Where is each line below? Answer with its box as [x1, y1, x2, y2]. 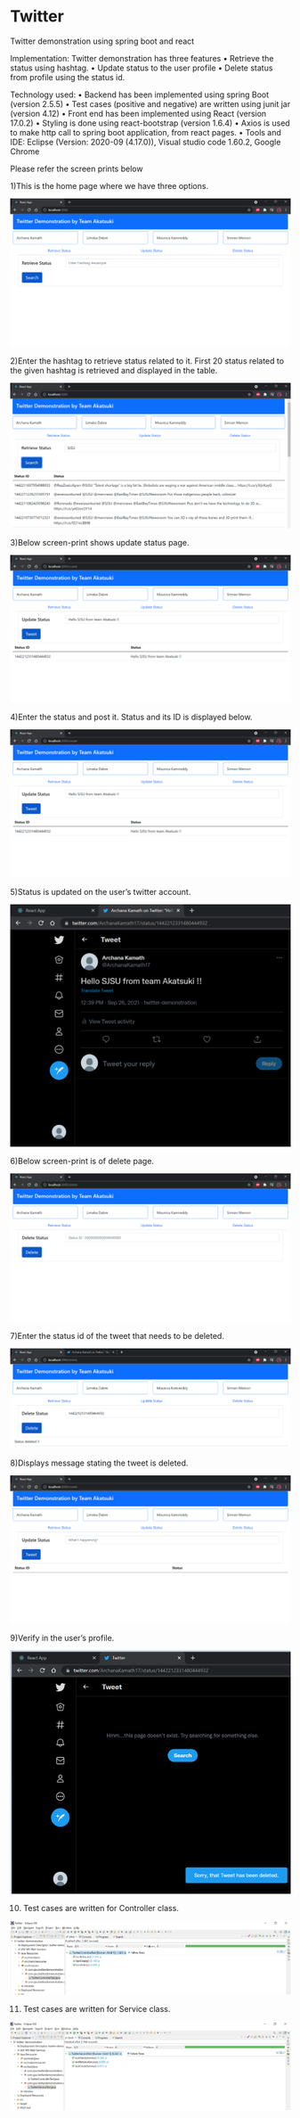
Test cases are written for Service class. [22, 2004, 171, 2015]
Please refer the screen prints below [10, 163, 143, 174]
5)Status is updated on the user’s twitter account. [10, 887, 191, 898]
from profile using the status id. [10, 71, 126, 82]
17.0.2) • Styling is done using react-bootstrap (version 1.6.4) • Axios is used [10, 118, 290, 128]
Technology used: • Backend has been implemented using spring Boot [10, 89, 270, 100]
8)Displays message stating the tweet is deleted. [10, 1457, 189, 1468]
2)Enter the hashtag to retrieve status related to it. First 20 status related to [10, 356, 284, 366]
